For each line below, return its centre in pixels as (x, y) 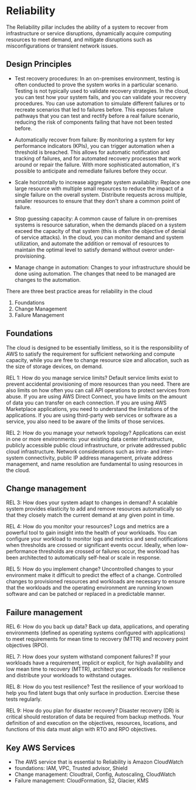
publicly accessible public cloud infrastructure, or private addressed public (96, 445)
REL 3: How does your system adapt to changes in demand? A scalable (92, 502)
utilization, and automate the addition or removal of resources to (92, 243)
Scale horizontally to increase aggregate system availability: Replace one (103, 182)
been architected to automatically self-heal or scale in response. (84, 558)
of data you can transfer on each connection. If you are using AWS (86, 403)
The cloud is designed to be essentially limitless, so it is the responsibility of (97, 347)
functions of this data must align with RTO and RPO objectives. (82, 730)
